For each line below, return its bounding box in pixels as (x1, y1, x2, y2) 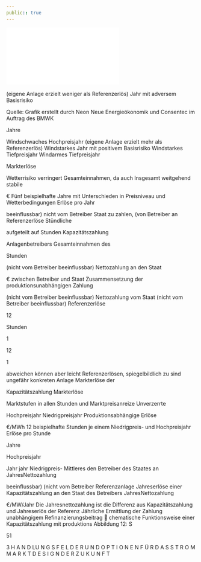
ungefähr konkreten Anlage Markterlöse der (6, 376, 116, 383)
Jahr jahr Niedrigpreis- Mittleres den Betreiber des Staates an (6, 465, 159, 472)
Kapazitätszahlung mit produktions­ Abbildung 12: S (6, 520, 132, 528)
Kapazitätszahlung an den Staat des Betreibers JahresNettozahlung (6, 489, 175, 496)
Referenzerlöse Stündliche (6, 217, 72, 224)
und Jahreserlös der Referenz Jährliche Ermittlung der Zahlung (6, 507, 162, 514)
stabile (6, 180, 23, 188)
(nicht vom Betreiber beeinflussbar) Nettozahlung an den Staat (6, 263, 162, 271)
